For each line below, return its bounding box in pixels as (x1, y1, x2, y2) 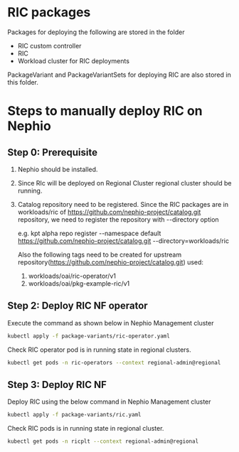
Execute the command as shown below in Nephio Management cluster (7, 318, 214, 327)
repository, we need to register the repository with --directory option (17, 215, 219, 224)
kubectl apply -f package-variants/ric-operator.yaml (7, 332, 171, 340)
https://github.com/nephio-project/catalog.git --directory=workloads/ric (17, 236, 230, 245)
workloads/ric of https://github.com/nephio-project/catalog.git (17, 208, 201, 216)
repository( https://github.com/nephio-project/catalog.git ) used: (17, 257, 204, 267)
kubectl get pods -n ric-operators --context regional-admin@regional (7, 359, 221, 366)
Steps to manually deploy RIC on (7, 103, 203, 119)
